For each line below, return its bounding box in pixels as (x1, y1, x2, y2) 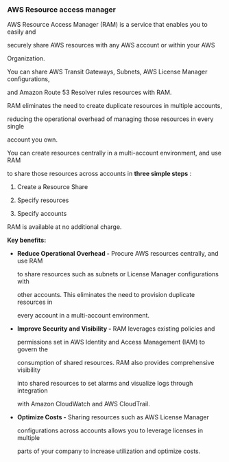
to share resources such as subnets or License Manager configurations (16, 270, 219, 278)
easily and (7, 27, 36, 36)
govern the (16, 345, 48, 353)
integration (16, 386, 48, 395)
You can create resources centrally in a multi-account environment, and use (7, 149, 221, 157)
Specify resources (16, 196, 69, 204)
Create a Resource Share (16, 183, 88, 191)
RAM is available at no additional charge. (7, 223, 122, 231)
